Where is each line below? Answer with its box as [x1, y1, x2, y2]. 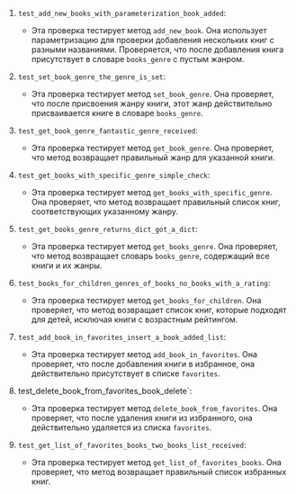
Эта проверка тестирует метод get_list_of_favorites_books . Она [31, 457, 282, 467]
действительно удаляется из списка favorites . [31, 422, 212, 433]
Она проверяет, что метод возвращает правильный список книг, [31, 197, 281, 207]
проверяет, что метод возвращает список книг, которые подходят [31, 305, 287, 315]
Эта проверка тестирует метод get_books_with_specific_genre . [31, 187, 273, 197]
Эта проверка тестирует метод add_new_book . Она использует [31, 25, 267, 35]
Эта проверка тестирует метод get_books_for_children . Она [31, 295, 262, 305]
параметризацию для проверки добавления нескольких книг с [31, 35, 274, 45]
